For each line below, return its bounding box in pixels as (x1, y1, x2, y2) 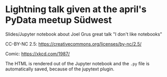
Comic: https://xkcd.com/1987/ (5, 51, 70, 57)
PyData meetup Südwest (5, 14, 112, 26)
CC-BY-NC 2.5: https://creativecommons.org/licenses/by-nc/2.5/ (5, 41, 142, 47)
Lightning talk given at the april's (5, 4, 147, 15)
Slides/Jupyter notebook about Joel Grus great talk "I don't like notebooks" (5, 31, 162, 37)
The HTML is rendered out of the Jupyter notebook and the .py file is (5, 60, 150, 66)
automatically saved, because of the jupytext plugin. (5, 66, 115, 72)
